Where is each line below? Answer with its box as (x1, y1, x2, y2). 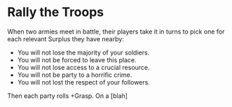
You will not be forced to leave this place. (17, 55, 137, 64)
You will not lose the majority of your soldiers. (17, 48, 150, 57)
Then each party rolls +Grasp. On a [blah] (7, 92, 128, 100)
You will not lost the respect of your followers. (17, 78, 151, 86)
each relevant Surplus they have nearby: (7, 34, 124, 43)
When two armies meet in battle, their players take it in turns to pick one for (7, 27, 225, 36)
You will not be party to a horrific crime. (17, 71, 132, 79)
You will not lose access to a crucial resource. (17, 63, 150, 71)
